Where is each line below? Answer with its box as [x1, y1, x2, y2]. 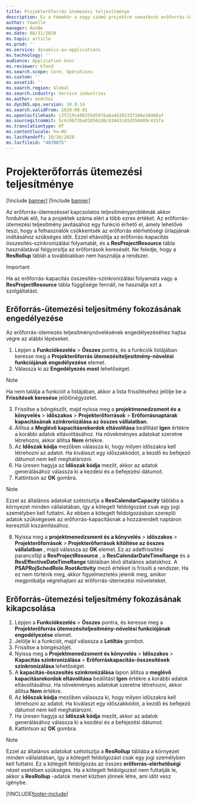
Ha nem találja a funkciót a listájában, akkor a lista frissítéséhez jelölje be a [6, 388, 186, 395]
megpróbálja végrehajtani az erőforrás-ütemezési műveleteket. [14, 577, 167, 584]
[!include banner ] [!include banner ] [6, 197, 91, 204]
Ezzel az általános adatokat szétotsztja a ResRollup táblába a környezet [6, 748, 179, 755]
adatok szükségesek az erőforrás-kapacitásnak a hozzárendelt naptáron [6, 516, 182, 523]
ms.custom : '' [6, 74, 41, 80]
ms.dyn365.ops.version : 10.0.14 [6, 101, 85, 107]
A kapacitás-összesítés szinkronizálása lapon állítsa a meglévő [14, 669, 172, 676]
